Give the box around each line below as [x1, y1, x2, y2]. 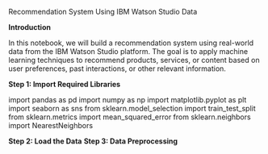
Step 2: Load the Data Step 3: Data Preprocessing [8, 136, 178, 146]
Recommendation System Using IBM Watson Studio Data [8, 7, 198, 16]
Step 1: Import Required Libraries [8, 80, 121, 89]
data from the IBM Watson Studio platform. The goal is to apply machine [8, 47, 249, 56]
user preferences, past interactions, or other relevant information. [8, 64, 226, 73]
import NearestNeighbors [8, 121, 94, 130]
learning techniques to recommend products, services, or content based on [8, 56, 260, 65]
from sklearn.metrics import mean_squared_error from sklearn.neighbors [8, 112, 252, 122]
